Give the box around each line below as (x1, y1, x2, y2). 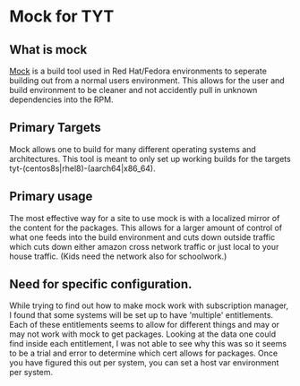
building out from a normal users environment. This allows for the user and (9, 75, 285, 86)
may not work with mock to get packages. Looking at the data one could (9, 329, 276, 339)
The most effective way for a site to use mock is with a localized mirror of (9, 212, 280, 223)
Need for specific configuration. (9, 277, 193, 292)
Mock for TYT (9, 6, 115, 27)
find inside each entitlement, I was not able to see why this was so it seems (9, 339, 287, 349)
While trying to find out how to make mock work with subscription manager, (9, 300, 289, 311)
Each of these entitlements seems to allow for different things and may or (9, 320, 280, 330)
